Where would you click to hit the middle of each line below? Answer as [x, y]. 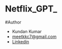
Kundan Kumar [27, 31]
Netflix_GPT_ [31, 9]
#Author [13, 22]
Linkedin [21, 41]
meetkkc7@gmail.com [34, 37]
